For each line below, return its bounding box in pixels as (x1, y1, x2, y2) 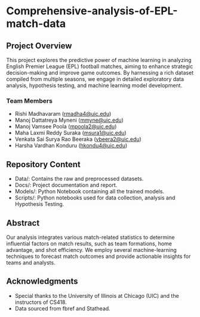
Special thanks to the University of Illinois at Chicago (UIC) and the (14, 292, 179, 299)
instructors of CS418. (14, 298, 67, 306)
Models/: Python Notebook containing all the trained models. (14, 188, 165, 195)
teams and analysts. (6, 258, 56, 266)
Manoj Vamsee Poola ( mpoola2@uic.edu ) (14, 123, 117, 130)
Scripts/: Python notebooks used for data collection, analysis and (14, 194, 176, 201)
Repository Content (6, 159, 81, 170)
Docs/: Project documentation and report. (14, 181, 118, 189)
